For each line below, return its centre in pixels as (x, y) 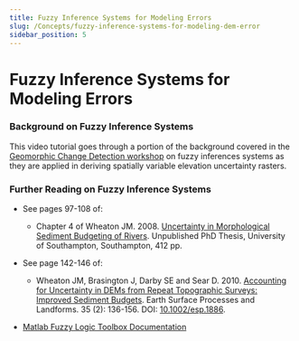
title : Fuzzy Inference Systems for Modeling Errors (111, 18)
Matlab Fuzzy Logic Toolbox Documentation (104, 327)
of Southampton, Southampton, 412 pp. (109, 246)
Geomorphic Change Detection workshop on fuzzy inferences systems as (147, 156)
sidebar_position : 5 (48, 34)
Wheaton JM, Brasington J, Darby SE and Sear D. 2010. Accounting (161, 280)
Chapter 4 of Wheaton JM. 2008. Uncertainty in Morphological (153, 226)
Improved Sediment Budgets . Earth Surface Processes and (145, 300)
